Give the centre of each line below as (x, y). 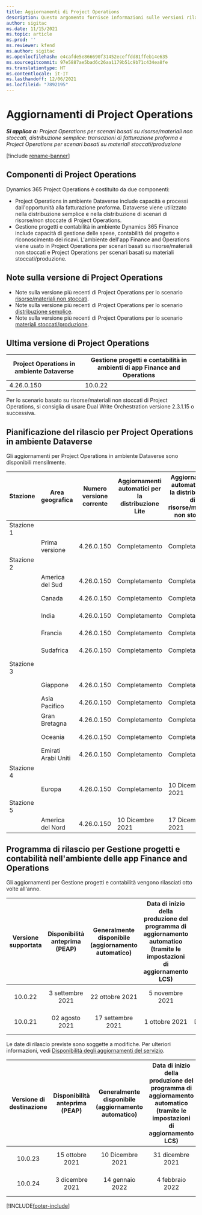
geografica (57, 500)
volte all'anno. (23, 889)
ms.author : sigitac (31, 51)
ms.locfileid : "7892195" (37, 85)
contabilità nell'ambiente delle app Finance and (97, 858)
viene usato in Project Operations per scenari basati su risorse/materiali (103, 246)
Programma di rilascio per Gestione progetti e (93, 849)
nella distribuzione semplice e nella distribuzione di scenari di (91, 214)
